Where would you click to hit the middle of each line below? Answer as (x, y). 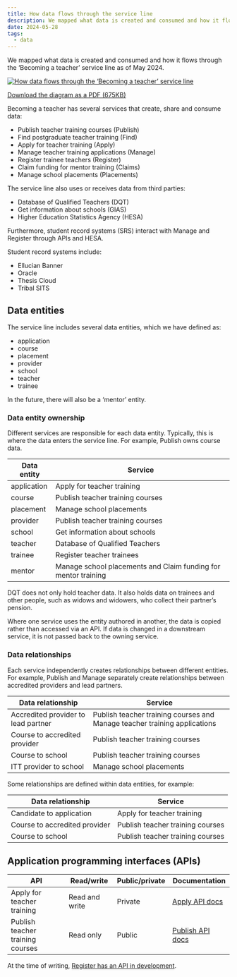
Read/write (89, 881)
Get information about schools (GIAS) (72, 210)
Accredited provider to (48, 715)
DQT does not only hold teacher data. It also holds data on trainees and (111, 593)
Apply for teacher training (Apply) (66, 145)
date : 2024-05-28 (33, 27)
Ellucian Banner (40, 266)
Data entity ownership (46, 418)
